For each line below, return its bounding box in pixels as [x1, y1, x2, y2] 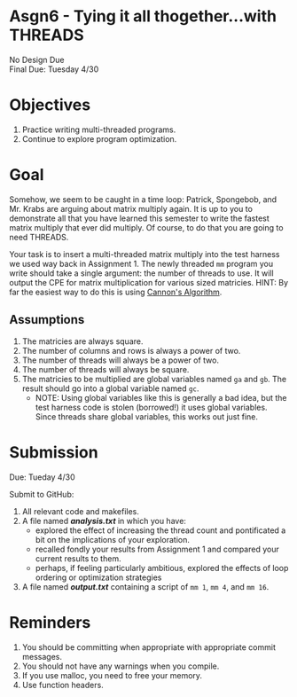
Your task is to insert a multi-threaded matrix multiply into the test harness [9, 248, 280, 259]
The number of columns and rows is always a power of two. [21, 345, 241, 356]
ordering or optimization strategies [35, 572, 162, 583]
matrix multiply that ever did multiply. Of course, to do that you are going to [9, 222, 284, 232]
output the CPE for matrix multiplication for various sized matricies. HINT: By [9, 277, 289, 287]
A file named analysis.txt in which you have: [21, 515, 186, 526]
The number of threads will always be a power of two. [21, 355, 220, 365]
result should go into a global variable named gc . [21, 383, 199, 394]
